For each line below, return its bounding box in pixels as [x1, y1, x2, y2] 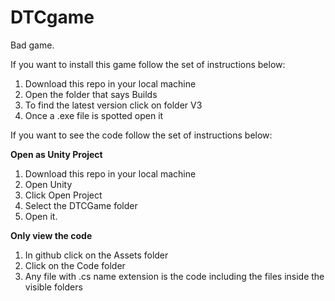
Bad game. [10, 39, 55, 51]
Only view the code [10, 229, 93, 241]
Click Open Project [24, 189, 103, 201]
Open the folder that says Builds [24, 88, 158, 100]
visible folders [24, 281, 83, 293]
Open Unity [24, 178, 73, 190]
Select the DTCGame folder [24, 199, 138, 211]
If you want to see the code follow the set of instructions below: [10, 129, 273, 141]
